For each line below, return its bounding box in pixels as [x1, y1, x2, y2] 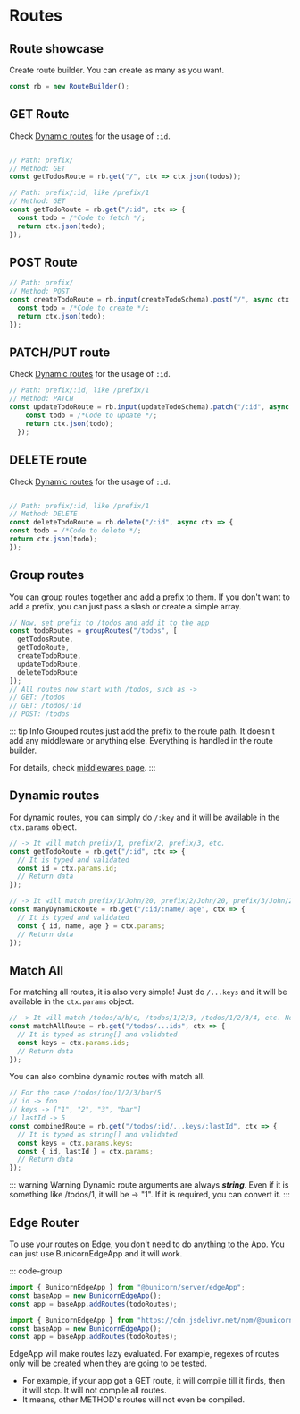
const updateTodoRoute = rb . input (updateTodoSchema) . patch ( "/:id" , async [9, 403, 290, 412]
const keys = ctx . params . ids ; [17, 1038, 129, 1047]
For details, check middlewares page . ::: [9, 762, 156, 773]
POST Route [9, 254, 78, 269]
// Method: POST [9, 287, 70, 296]
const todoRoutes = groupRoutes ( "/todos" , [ [9, 626, 178, 635]
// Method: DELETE [9, 509, 78, 519]
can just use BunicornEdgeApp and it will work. [9, 1248, 183, 1258]
